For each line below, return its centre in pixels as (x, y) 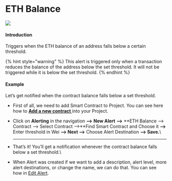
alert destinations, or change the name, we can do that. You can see (85, 168)
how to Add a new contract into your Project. (60, 111)
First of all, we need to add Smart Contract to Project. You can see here (88, 105)
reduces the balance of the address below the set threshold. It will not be (82, 67)
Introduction (19, 34)
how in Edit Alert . (31, 173)
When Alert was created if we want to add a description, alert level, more (90, 162)
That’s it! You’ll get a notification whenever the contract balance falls (85, 147)
